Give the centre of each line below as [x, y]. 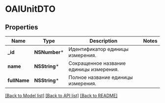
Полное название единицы [101, 77]
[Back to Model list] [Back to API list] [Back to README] [61, 96]
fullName [18, 80]
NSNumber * [49, 52]
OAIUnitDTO [30, 9]
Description [103, 41]
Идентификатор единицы [98, 49]
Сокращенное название [97, 63]
